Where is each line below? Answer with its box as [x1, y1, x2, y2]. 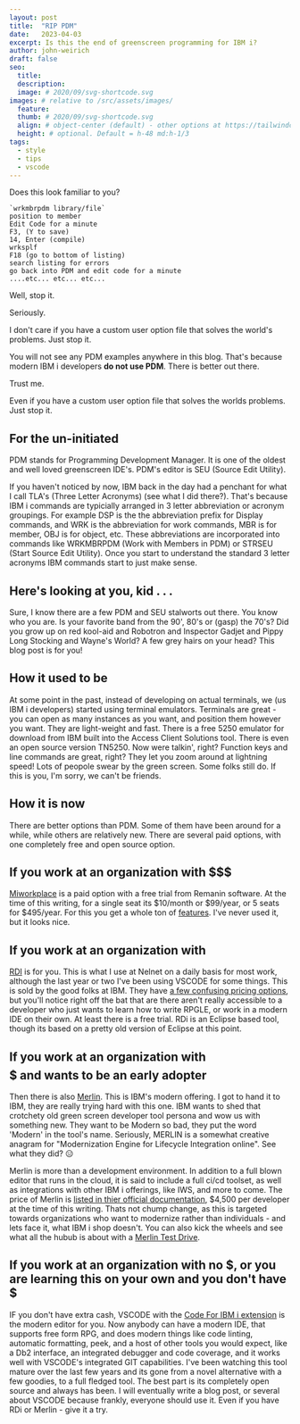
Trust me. [9, 379, 45, 389]
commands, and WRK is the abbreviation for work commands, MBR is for [9, 520, 278, 530]
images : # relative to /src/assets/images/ [9, 96, 174, 105]
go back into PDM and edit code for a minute [9, 267, 181, 276]
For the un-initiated [9, 430, 119, 446]
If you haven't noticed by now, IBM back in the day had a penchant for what [9, 481, 287, 492]
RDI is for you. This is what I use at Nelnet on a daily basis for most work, [9, 966, 278, 978]
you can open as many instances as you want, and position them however [9, 713, 281, 724]
